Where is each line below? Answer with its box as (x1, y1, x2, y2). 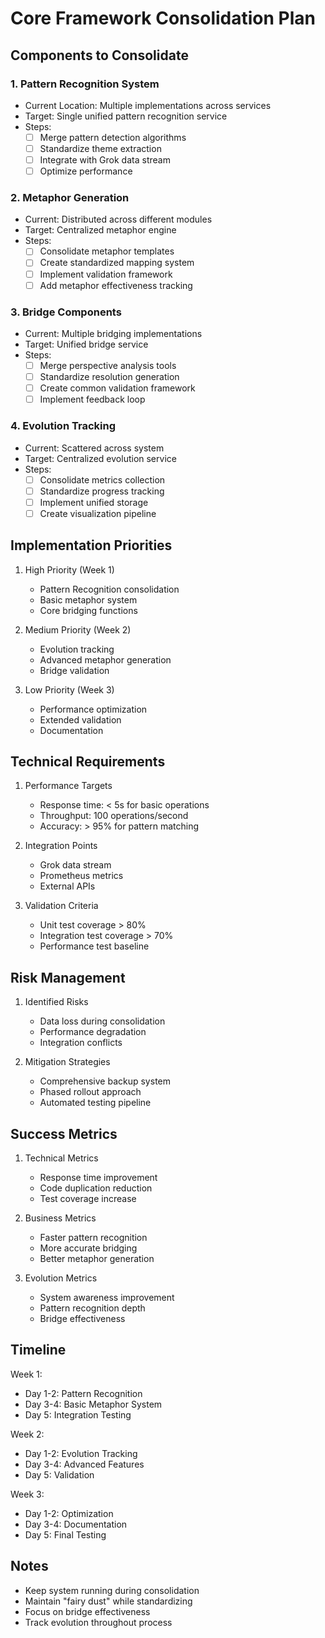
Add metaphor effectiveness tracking (39, 279, 193, 291)
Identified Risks (24, 996, 89, 1008)
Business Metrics (24, 1212, 97, 1224)
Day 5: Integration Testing (24, 1408, 132, 1421)
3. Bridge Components (10, 305, 122, 319)
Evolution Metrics (24, 1272, 98, 1284)
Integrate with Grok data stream (39, 154, 171, 166)
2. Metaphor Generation (10, 191, 130, 205)
